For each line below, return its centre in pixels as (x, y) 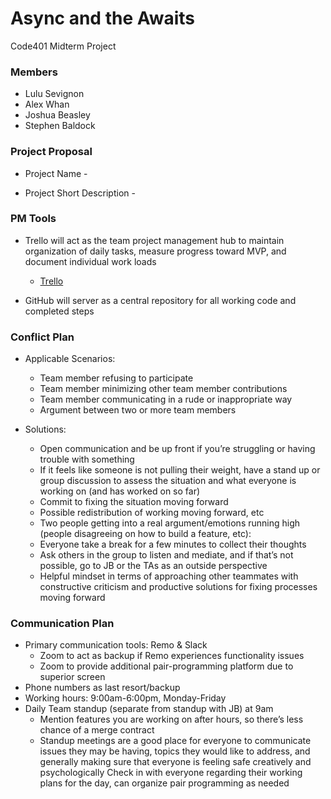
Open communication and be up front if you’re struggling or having (177, 449)
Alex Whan (47, 104)
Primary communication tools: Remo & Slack (116, 645)
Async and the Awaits (103, 18)
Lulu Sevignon (54, 94)
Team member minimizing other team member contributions (163, 389)
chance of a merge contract (97, 730)
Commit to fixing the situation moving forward (134, 502)
